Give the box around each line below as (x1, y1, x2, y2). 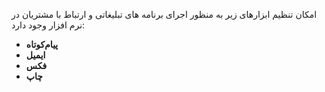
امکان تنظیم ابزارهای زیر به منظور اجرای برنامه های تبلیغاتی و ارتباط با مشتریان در (11, 9, 318, 20)
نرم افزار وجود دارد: (11, 19, 86, 31)
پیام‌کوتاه (25, 39, 59, 50)
